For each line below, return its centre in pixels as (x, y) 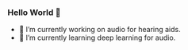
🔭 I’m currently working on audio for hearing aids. (100, 30)
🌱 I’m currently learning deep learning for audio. (97, 37)
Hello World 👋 (34, 12)
